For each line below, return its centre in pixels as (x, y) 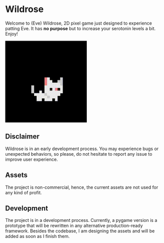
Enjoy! (12, 34)
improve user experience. (32, 159)
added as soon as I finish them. (38, 236)
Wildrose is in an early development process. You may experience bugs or (82, 149)
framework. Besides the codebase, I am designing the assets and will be (80, 231)
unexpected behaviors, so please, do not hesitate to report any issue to (79, 154)
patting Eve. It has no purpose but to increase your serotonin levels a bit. (80, 28)
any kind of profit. (24, 192)
